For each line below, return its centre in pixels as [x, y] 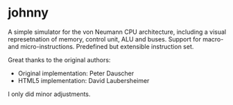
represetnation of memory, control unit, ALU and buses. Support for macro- [116, 39]
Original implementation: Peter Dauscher [76, 73]
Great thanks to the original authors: [59, 59]
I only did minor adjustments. [49, 94]
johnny [28, 13]
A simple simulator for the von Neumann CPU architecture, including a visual [117, 32]
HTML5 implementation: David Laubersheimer [84, 80]
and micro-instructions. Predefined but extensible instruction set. [101, 46]
